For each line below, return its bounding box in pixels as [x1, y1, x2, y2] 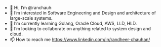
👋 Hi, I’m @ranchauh [9, 5, 52, 10]
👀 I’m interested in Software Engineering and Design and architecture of [9, 10, 156, 16]
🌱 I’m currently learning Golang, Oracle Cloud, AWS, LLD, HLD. [9, 20, 137, 26]
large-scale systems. [9, 15, 53, 21]
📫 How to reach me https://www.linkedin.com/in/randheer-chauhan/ [9, 37, 151, 42]
